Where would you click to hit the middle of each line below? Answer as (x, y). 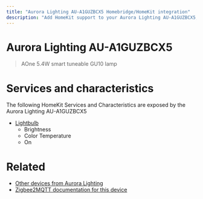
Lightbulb (27, 123)
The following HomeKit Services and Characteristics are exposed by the (96, 105)
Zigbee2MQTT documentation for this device (71, 190)
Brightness (37, 130)
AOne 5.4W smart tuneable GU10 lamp (69, 64)
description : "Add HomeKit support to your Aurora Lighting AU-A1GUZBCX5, (102, 17)
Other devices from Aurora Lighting (59, 183)
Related (26, 167)
